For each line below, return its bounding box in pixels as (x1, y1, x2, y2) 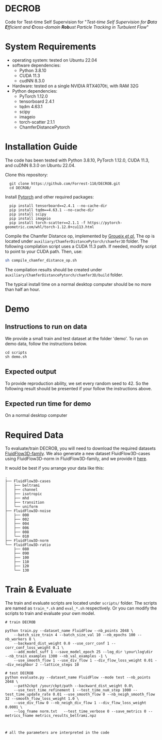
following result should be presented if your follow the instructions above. (5, 385, 152, 391)
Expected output (5, 367, 57, 376)
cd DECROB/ (9, 185, 32, 190)
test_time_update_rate (5, 692, 51, 697)
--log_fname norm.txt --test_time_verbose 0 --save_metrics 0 (14, 709, 146, 714)
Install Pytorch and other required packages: (5, 194, 94, 199)
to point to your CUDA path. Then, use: (5, 248, 83, 254)
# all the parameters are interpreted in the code (5, 730, 110, 735)
